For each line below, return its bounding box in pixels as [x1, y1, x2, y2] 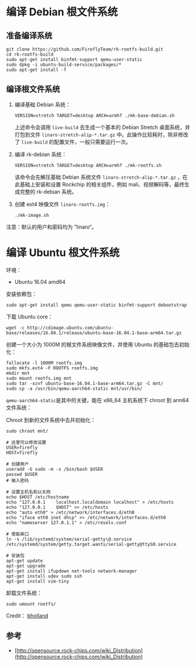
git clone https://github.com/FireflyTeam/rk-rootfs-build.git [6, 46, 164, 52]
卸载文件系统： [6, 589, 42, 596]
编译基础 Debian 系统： [14, 101, 71, 108]
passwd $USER [6, 471, 38, 477]
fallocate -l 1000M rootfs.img [6, 360, 82, 366]
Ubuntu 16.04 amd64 [14, 278, 66, 285]
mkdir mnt [6, 370, 30, 376]
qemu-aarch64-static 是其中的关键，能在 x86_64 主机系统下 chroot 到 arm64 [6, 396, 189, 403]
